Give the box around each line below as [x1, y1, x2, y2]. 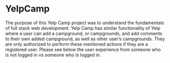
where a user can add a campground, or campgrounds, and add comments [5, 30, 162, 36]
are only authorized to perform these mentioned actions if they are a [5, 41, 148, 47]
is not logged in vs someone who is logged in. [5, 51, 101, 58]
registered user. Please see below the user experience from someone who [5, 46, 161, 52]
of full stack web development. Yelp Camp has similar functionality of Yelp [5, 25, 161, 31]
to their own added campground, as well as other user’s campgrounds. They [5, 36, 165, 42]
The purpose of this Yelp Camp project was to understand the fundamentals [5, 20, 164, 26]
